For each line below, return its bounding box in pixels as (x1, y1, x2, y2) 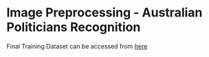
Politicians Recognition (6, 19, 141, 35)
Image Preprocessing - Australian (6, 5, 203, 21)
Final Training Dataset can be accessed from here (6, 42, 148, 50)
